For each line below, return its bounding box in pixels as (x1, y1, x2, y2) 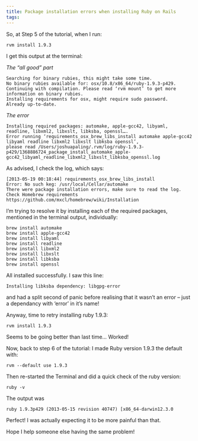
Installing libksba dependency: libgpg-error (6, 283, 120, 289)
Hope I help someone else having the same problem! (6, 428, 135, 435)
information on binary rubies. (6, 91, 84, 97)
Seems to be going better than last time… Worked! (6, 333, 129, 340)
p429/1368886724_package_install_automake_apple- (6, 149, 132, 155)
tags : (6, 14, 20, 20)
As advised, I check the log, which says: (6, 164, 104, 172)
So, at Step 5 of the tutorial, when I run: (6, 30, 102, 37)
